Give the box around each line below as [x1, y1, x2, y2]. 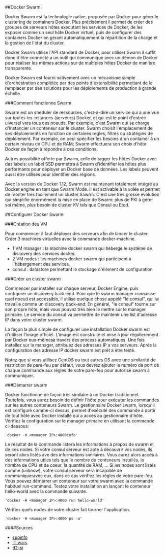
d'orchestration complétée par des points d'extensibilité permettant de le [5, 80, 153, 86]
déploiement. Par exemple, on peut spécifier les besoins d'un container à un [5, 136, 160, 141]
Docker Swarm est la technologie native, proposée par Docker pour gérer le [5, 14, 159, 19]
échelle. [5, 91, 21, 96]
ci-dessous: [5, 423, 29, 429]
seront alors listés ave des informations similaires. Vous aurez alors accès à [5, 452, 158, 457]
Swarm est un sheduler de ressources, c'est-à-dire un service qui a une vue [5, 109, 160, 115]
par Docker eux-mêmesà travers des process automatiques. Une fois [5, 337, 145, 343]
